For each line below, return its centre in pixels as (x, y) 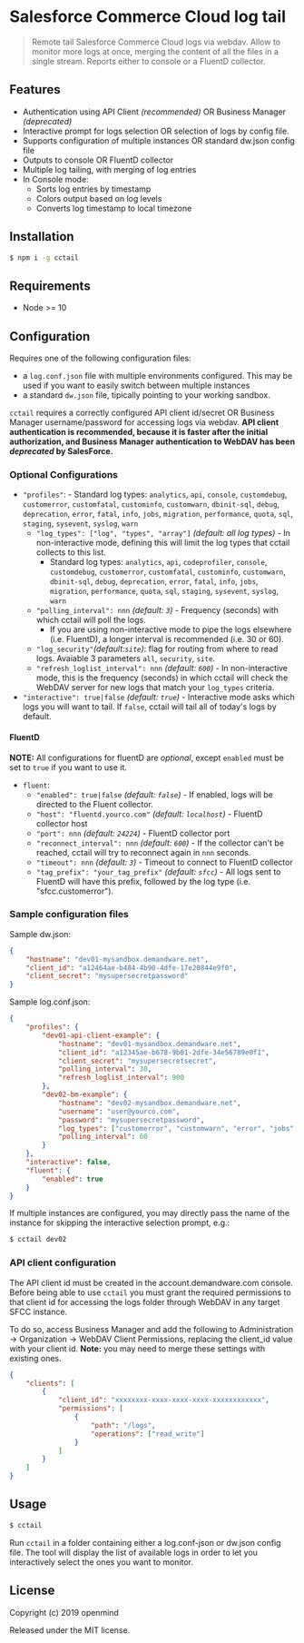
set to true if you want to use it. (68, 767)
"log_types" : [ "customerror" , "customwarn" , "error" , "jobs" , (178, 1128)
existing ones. (35, 1358)
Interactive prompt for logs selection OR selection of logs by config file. (156, 131)
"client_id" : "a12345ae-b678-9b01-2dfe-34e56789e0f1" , (164, 1052)
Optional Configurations (64, 474)
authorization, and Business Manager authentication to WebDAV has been (152, 441)
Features (35, 89)
